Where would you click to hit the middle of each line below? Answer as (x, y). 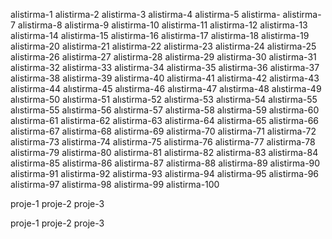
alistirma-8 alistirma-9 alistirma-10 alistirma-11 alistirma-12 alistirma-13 (162, 25)
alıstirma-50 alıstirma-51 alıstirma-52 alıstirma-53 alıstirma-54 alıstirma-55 (164, 99)
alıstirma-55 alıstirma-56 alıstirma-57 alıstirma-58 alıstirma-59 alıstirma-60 (165, 110)
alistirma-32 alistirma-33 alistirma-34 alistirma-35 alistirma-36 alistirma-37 (165, 67)
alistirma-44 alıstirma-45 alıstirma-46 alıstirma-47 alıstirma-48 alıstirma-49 (166, 88)
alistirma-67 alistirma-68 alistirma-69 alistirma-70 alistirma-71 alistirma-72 (163, 131)
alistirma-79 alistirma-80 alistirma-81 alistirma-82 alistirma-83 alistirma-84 (164, 152)
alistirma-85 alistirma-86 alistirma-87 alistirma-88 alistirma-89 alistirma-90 (165, 163)
